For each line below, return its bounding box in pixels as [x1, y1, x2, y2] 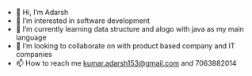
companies [15, 50, 53, 59]
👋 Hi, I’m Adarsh [15, 8, 69, 17]
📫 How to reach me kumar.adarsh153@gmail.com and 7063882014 [15, 59, 237, 67]
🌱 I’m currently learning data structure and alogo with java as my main [15, 25, 244, 33]
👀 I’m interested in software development [15, 16, 151, 25]
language [15, 32, 47, 42]
